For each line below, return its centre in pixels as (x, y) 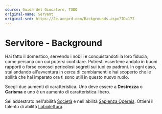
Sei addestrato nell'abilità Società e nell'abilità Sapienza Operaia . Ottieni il (79, 101)
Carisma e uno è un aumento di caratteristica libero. (58, 92)
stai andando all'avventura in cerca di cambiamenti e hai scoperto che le (78, 72)
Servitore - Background (54, 43)
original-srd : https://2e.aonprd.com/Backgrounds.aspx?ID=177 (70, 19)
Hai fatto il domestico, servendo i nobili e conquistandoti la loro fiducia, (77, 56)
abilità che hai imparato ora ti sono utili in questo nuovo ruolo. (67, 77)
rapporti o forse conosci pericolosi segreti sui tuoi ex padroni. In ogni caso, (81, 67)
